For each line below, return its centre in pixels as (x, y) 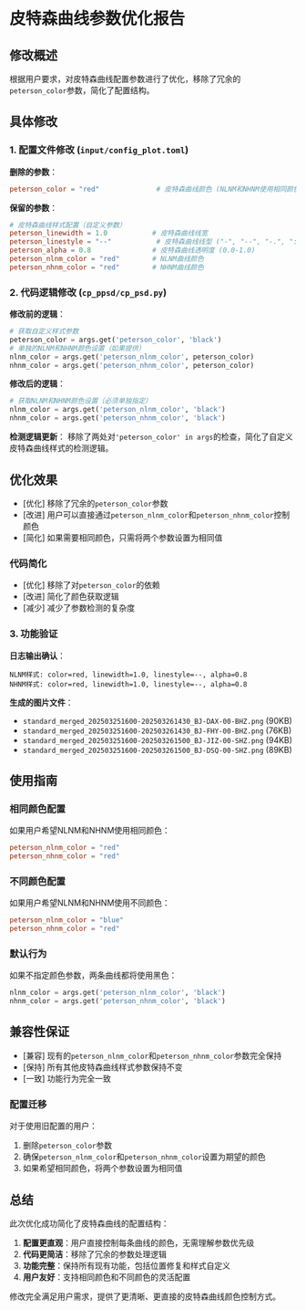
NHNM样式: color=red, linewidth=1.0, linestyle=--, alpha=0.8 (128, 684)
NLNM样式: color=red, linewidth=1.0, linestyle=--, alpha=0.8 (128, 675)
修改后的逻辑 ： (37, 383)
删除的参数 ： (33, 172)
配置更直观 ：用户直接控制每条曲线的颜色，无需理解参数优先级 (138, 1242)
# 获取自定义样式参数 (44, 331)
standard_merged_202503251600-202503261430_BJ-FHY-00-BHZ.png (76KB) (157, 730)
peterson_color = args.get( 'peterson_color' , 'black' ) (116, 340)
